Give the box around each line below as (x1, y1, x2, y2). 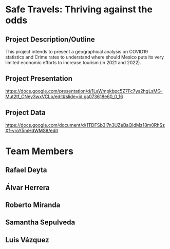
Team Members (5, 145, 73, 157)
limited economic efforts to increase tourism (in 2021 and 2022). (5, 60, 141, 65)
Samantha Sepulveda (5, 218, 75, 227)
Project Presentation (5, 74, 73, 83)
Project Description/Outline (5, 35, 95, 44)
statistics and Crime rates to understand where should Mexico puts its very (5, 54, 164, 60)
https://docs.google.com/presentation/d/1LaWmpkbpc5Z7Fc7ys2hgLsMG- (5, 88, 163, 94)
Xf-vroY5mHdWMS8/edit (5, 127, 58, 133)
